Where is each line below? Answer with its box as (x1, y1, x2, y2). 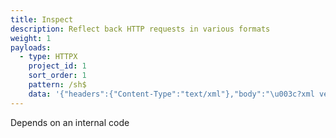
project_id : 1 (28, 61, 87, 71)
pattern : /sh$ (28, 80, 87, 90)
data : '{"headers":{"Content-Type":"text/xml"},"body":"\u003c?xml (28, 89, 315, 99)
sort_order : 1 (28, 71, 87, 81)
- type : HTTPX (19, 52, 78, 62)
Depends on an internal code (10, 116, 130, 128)
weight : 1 (10, 33, 52, 43)
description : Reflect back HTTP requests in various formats (10, 24, 271, 34)
